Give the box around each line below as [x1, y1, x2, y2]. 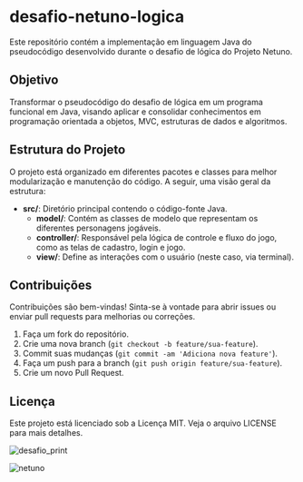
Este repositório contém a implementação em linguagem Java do [9, 36, 252, 47]
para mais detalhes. [9, 428, 83, 438]
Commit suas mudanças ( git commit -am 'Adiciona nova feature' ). [22, 348, 279, 359]
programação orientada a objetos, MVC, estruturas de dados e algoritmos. [9, 115, 288, 126]
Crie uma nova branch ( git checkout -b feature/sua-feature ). [22, 339, 259, 349]
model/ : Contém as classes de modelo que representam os [35, 212, 259, 223]
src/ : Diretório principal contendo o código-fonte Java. [22, 202, 229, 214]
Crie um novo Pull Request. [22, 368, 124, 379]
